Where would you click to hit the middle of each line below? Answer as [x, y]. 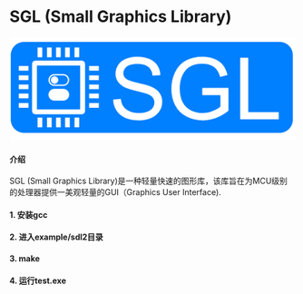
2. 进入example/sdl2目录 [57, 237]
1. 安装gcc [29, 214]
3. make [25, 259]
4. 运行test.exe [38, 280]
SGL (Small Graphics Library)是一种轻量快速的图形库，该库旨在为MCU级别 [149, 181]
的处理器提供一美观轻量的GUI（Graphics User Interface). [116, 192]
